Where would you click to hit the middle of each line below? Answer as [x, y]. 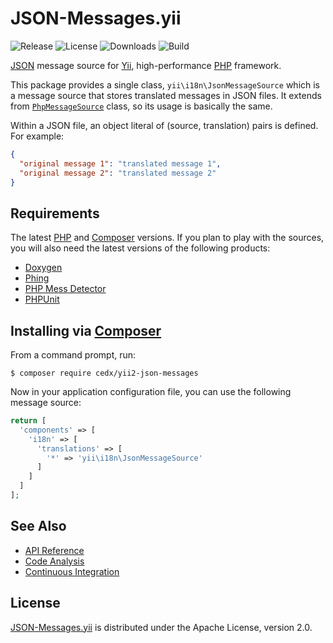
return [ [28, 421]
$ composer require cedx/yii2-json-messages [104, 373]
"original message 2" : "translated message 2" [118, 173]
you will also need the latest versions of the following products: [140, 248]
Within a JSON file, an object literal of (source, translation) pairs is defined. [164, 125]
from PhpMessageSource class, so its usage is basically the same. [141, 106]
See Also [38, 526]
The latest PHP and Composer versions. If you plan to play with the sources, [167, 238]
